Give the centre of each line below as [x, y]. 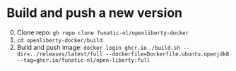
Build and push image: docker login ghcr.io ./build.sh [99, 47]
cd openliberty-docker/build [60, 40]
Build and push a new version [95, 13]
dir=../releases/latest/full [60, 54]
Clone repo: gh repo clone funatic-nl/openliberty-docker [103, 32]
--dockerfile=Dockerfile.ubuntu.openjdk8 [167, 54]
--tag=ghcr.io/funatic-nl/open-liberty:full [83, 60]
